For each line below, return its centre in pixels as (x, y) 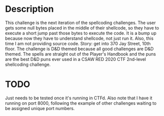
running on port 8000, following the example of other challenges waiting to (81, 103)
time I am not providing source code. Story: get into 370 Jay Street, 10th (78, 43)
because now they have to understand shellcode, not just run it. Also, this (79, 38)
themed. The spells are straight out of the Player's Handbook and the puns (81, 54)
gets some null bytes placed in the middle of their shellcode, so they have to (82, 28)
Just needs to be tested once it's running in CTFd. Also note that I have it (79, 98)
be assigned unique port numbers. (40, 108)
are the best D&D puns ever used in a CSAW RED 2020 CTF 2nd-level (76, 59)
